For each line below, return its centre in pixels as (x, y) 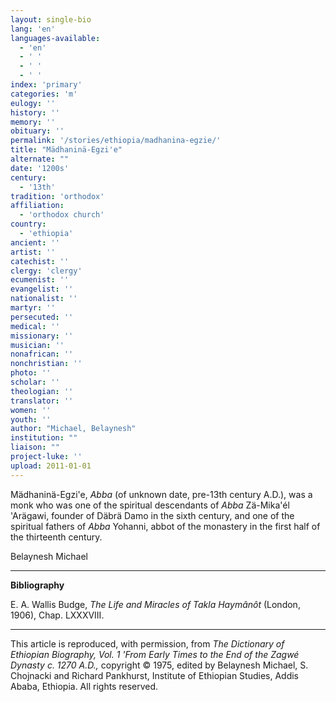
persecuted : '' (42, 317)
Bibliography (37, 585)
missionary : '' (42, 336)
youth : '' (31, 419)
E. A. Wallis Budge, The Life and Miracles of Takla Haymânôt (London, (155, 604)
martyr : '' (33, 308)
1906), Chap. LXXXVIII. (57, 615)
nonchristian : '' (46, 364)
